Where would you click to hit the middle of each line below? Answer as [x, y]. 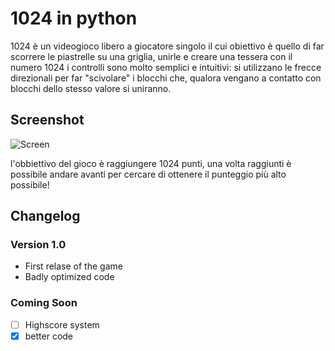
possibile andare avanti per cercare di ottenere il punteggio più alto [148, 174]
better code [49, 336]
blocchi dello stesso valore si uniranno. [91, 88]
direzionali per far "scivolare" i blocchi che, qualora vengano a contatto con [166, 78]
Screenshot [47, 120]
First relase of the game [73, 266]
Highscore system [62, 324]
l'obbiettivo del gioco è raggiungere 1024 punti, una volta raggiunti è [151, 163]
